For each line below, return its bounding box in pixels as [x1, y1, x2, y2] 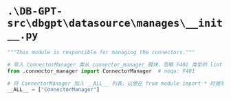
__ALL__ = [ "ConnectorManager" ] [7, 86, 100, 93]
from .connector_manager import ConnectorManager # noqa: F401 [7, 67, 195, 75]
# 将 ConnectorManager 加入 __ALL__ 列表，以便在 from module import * [7, 80, 208, 87]
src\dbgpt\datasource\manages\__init [7, 17, 223, 30]
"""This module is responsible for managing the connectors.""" [7, 49, 195, 55]
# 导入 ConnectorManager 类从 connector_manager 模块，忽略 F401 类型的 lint [7, 61, 223, 68]
